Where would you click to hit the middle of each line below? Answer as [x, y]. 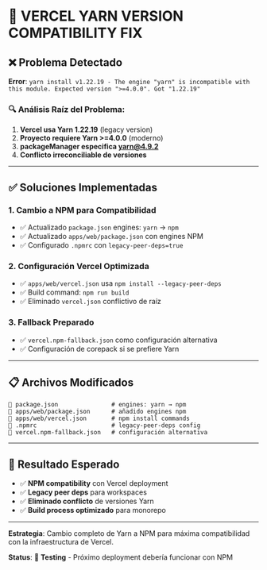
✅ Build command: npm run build [74, 292]
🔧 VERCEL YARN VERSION [96, 16]
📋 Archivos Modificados [71, 382]
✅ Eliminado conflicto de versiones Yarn [87, 501]
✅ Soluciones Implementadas [83, 187]
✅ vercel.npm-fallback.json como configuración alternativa [118, 340]
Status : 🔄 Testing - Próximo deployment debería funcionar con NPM [120, 557]
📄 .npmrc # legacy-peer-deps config [104, 426]
